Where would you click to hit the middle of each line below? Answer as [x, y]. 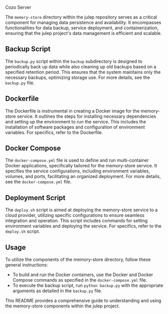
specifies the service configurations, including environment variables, [78, 171]
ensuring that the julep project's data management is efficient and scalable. [84, 33]
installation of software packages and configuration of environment [75, 127]
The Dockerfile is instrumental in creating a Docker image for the [72, 111]
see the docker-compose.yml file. [38, 182]
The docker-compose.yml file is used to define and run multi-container [77, 160]
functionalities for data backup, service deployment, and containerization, [82, 28]
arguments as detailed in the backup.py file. [57, 291]
